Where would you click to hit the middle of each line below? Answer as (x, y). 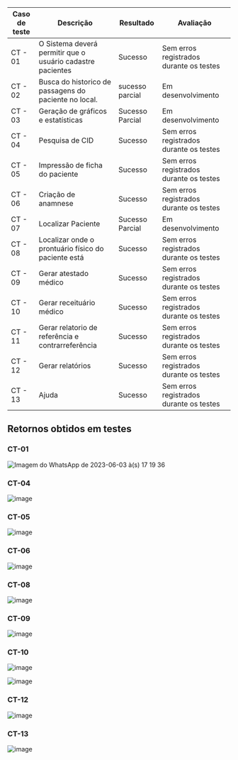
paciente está (61, 257)
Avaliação (194, 23)
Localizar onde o (66, 239)
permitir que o (62, 53)
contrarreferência (68, 345)
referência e (59, 336)
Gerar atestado (63, 274)
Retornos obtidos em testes (70, 429)
